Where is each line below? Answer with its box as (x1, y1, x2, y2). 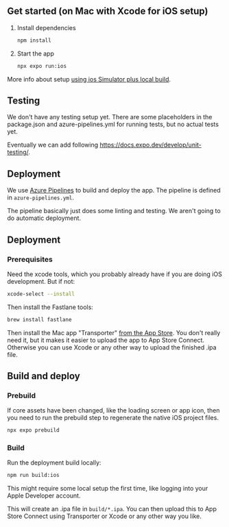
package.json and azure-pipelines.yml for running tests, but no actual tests (7, 120, 219, 129)
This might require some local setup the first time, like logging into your (7, 485, 208, 493)
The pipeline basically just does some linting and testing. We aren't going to (7, 207, 221, 215)
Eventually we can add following (7, 140, 99, 149)
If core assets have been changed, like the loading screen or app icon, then (7, 406, 220, 415)
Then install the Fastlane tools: (7, 303, 94, 311)
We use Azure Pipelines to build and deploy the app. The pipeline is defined (7, 186, 221, 195)
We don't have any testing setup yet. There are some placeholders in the (7, 113, 213, 121)
